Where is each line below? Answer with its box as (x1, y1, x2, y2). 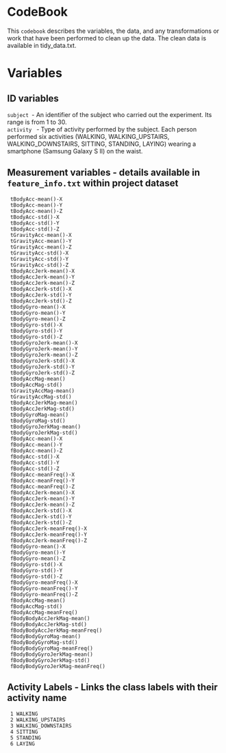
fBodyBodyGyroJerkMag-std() (10, 656, 90, 664)
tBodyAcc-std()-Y (10, 220, 60, 227)
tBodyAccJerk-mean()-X (10, 268, 75, 275)
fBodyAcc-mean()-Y (10, 441, 63, 448)
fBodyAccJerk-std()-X (10, 507, 72, 514)
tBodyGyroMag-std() (10, 417, 66, 424)
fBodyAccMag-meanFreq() (10, 609, 78, 616)
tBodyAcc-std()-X (10, 214, 60, 220)
